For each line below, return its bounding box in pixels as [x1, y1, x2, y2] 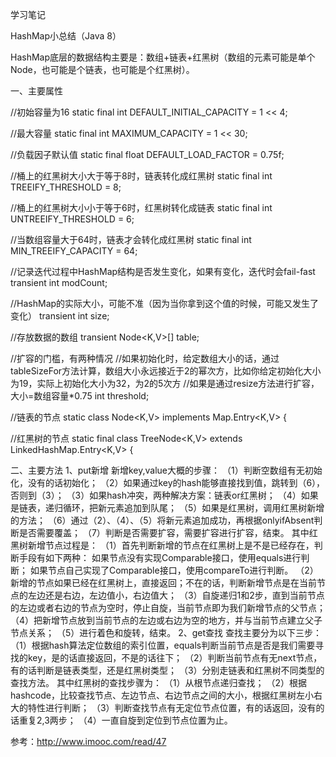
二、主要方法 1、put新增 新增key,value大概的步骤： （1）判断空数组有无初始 [10, 464, 323, 476]
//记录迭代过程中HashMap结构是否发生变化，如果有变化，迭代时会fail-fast [10, 266, 316, 277]
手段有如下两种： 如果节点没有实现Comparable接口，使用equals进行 [18, 552, 302, 563]
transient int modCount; [10, 277, 108, 288]
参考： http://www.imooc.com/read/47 [10, 736, 167, 747]
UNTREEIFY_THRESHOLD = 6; [10, 213, 135, 225]
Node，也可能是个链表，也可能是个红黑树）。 [10, 64, 195, 75]
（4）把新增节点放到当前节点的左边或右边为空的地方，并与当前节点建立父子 [10, 614, 323, 626]
